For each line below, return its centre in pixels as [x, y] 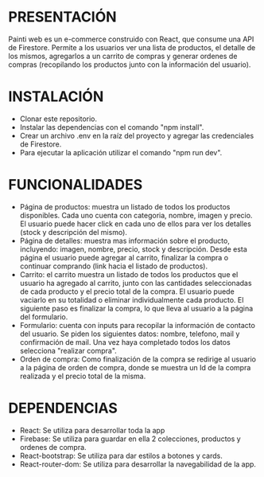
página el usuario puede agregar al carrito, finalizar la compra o [124, 257]
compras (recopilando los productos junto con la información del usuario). [130, 65]
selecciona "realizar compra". [68, 350]
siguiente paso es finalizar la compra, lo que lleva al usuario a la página [136, 308]
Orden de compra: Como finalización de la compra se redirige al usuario [138, 359]
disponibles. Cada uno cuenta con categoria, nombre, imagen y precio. [136, 215]
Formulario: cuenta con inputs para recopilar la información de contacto [138, 325]
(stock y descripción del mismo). [73, 232]
